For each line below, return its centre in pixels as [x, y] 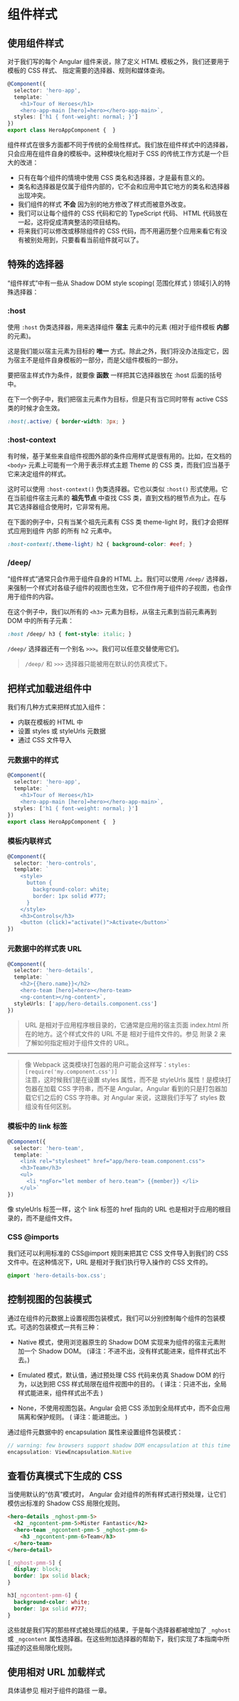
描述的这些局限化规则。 [42, 1648]
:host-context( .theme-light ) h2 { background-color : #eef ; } [100, 544]
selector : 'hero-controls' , [55, 863]
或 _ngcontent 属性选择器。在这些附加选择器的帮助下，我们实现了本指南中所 [118, 1638]
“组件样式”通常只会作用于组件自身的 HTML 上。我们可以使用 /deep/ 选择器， [119, 579]
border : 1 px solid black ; [52, 1576]
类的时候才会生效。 [36, 408]
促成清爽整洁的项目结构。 [86, 222]
